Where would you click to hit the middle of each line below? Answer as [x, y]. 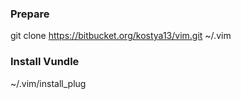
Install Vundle [45, 62]
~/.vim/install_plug [48, 83]
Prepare [30, 14]
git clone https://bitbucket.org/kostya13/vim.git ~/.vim [121, 36]
